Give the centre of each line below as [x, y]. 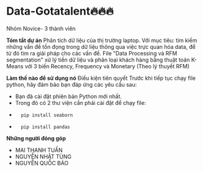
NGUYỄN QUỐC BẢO [42, 163]
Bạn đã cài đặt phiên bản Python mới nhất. [68, 96]
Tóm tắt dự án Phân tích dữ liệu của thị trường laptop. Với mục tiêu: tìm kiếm [102, 40]
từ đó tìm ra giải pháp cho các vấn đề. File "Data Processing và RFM [92, 53]
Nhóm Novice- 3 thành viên [41, 28]
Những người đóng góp [36, 138]
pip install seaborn [47, 115]
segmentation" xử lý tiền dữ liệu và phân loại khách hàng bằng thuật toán [98, 60]
